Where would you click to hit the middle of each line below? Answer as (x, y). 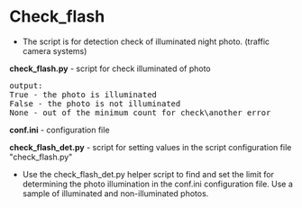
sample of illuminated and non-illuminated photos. (115, 193)
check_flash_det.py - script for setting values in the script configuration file (151, 147)
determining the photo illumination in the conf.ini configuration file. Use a (157, 184)
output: (26, 86)
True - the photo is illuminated (83, 95)
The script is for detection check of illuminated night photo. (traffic (146, 41)
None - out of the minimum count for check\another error (140, 113)
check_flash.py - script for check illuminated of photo (110, 68)
